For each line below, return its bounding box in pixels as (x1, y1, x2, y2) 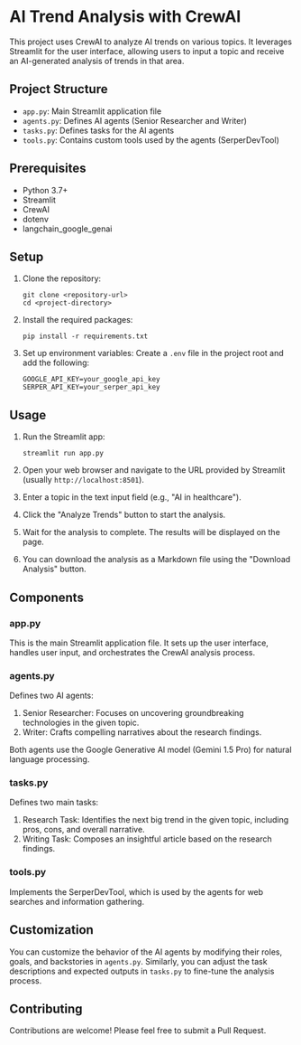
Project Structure (9, 81, 108, 97)
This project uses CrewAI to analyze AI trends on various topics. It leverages (9, 36, 293, 47)
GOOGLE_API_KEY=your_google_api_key (22, 375, 160, 384)
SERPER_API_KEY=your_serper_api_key (22, 382, 160, 392)
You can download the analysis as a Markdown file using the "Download (22, 554, 291, 565)
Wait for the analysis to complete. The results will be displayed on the (22, 527, 281, 538)
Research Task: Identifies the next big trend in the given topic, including (22, 814, 289, 825)
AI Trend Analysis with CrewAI (9, 6, 242, 27)
